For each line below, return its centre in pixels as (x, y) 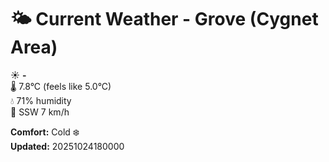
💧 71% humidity (41, 100)
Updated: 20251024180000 (67, 146)
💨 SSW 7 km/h (40, 112)
